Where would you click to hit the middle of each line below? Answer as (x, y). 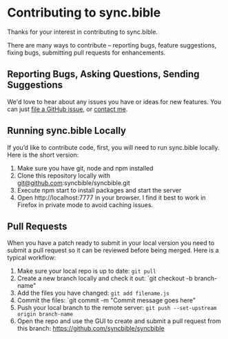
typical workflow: (32, 258)
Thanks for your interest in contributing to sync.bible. (83, 32)
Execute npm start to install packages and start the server (99, 190)
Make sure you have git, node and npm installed (85, 168)
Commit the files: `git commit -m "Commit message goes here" (106, 300)
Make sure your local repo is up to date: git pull (86, 271)
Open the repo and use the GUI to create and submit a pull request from (119, 321)
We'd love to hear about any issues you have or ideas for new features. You (114, 101)
